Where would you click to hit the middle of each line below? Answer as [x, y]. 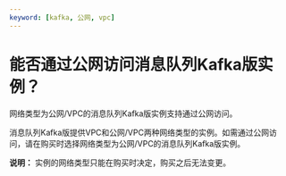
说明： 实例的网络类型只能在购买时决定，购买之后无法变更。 [120, 163]
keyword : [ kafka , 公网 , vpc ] [62, 17]
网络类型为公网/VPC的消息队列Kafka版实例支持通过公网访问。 [123, 113]
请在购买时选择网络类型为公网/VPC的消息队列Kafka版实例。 [135, 143]
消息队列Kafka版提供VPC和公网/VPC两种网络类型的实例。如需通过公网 [139, 132]
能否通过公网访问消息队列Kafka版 [134, 64]
